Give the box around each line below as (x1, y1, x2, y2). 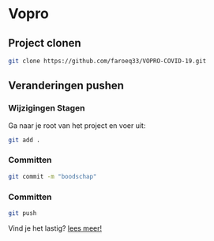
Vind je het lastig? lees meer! (8, 223, 103, 233)
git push (8, 209, 37, 217)
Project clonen (8, 36, 81, 50)
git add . (8, 136, 41, 144)
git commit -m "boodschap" (8, 172, 97, 180)
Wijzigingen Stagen (8, 103, 85, 114)
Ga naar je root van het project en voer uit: (8, 120, 146, 130)
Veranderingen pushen (8, 79, 125, 92)
